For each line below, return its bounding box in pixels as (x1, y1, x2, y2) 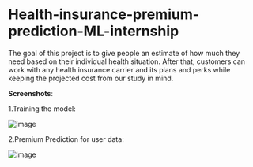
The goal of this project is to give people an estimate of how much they (8, 48, 240, 58)
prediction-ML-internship (8, 22, 179, 40)
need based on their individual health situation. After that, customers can (8, 57, 246, 66)
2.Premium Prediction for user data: (8, 134, 124, 143)
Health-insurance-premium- (8, 6, 200, 24)
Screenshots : (8, 88, 54, 98)
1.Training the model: (8, 104, 77, 113)
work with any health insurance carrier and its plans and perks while (8, 65, 231, 74)
